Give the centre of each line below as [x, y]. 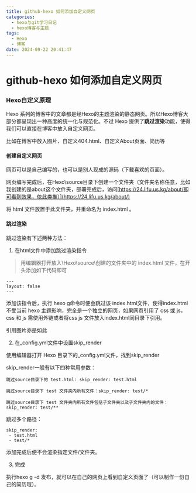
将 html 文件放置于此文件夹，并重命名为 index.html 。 [70, 209]
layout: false [23, 286]
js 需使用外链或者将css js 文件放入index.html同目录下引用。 [94, 317]
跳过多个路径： [24, 419]
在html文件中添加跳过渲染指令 [51, 250]
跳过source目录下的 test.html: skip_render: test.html [72, 379]
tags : [13, 33]
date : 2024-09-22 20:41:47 [39, 50]
